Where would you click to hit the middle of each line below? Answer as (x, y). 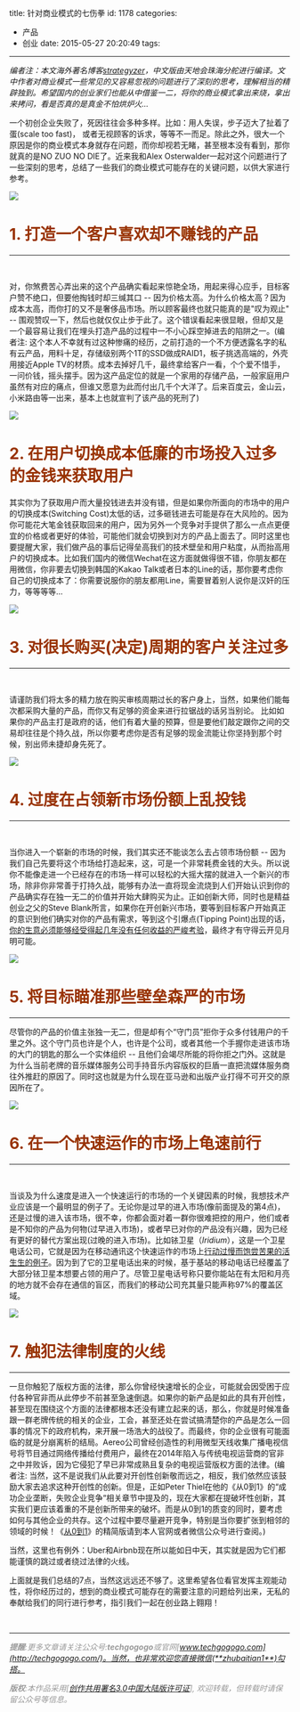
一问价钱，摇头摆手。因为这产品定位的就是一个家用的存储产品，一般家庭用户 (150, 375)
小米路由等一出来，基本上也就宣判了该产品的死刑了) (105, 397)
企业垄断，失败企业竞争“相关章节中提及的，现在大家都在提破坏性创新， (147, 1497)
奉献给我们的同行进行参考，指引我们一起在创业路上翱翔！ (114, 1602)
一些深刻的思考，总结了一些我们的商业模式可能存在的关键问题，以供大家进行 (150, 167)
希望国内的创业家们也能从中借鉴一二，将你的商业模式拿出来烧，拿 (161, 93)
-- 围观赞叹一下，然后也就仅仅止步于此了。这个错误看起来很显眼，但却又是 (146, 320)
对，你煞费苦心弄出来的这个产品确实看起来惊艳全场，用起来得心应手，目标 (146, 286)
